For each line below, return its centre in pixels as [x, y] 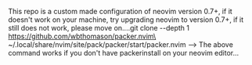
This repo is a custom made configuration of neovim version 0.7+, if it [120, 11]
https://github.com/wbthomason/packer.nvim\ [82, 36]
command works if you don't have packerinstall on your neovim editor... [124, 53]
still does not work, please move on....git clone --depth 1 [99, 28]
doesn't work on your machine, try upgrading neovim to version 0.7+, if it [126, 20]
